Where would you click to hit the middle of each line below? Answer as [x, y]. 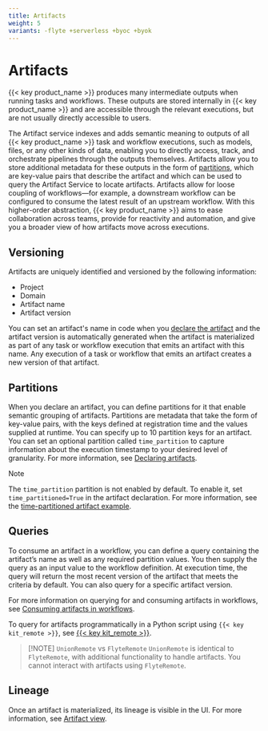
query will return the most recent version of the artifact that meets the [123, 576]
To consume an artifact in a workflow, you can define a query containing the [134, 551]
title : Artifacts [37, 16]
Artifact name [42, 305]
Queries [29, 531]
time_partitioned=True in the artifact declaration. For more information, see [133, 497]
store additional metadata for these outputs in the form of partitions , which [131, 168]
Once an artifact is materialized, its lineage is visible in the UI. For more [125, 709]
